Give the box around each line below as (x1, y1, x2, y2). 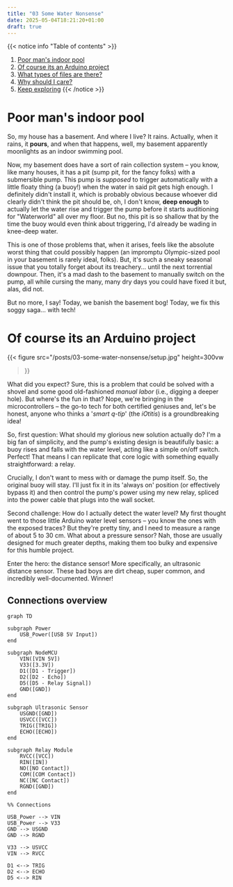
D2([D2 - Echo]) (19, 674, 67, 681)
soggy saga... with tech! (7, 306, 77, 314)
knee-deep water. (7, 227, 58, 236)
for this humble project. (7, 546, 74, 555)
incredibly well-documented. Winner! (7, 574, 113, 583)
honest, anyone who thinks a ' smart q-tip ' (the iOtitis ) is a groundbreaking (7, 409, 219, 418)
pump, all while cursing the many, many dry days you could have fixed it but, (7, 277, 227, 286)
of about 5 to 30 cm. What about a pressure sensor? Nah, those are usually (7, 531, 223, 539)
